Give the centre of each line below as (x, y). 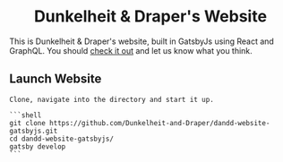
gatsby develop (38, 146)
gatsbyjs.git (34, 131)
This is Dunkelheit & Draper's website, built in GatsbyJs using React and (142, 41)
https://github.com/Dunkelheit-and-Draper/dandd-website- (159, 123)
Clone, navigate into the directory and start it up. (112, 99)
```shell (26, 115)
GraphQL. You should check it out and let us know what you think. (131, 50)
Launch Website (56, 79)
